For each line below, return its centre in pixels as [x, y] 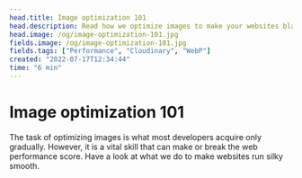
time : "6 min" [36, 68]
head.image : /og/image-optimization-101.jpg [94, 34]
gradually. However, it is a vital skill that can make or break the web [133, 147]
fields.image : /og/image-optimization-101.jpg [98, 43]
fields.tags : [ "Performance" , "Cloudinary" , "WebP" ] [110, 51]
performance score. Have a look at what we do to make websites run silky [146, 156]
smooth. [25, 165]
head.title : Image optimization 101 [78, 18]
